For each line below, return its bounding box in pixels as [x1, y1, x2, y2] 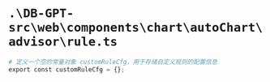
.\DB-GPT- [8, 6, 75, 21]
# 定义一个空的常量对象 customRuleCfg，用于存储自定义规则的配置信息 [8, 58, 217, 66]
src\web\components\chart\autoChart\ [8, 20, 264, 36]
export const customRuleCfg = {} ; [8, 65, 126, 74]
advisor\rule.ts [8, 34, 118, 50]
